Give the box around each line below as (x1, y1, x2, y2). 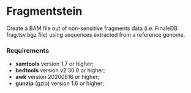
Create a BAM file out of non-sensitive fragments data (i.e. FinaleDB (6, 24, 178, 32)
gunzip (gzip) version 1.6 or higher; (15, 80, 104, 87)
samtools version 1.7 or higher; (15, 60, 94, 68)
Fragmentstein (6, 4, 83, 18)
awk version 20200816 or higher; (15, 73, 100, 81)
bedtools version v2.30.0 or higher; (15, 67, 105, 74)
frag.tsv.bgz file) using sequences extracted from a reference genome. (6, 31, 185, 38)
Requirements (6, 46, 50, 54)
